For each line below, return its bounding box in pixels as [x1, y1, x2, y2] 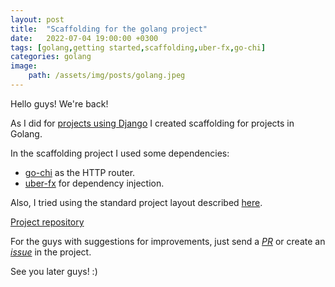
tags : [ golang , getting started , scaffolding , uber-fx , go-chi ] [10, 42, 267, 53]
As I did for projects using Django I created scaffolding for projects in [10, 117, 295, 129]
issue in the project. [10, 246, 92, 258]
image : [10, 61, 38, 71]
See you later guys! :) [10, 265, 98, 277]
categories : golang [10, 52, 92, 62]
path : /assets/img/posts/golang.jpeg [28, 71, 186, 81]
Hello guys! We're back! [10, 97, 109, 110]
